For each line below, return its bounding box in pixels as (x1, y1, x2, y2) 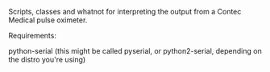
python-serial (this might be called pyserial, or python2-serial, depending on (8, 46, 262, 55)
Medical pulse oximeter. (8, 15, 88, 25)
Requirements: (8, 31, 56, 40)
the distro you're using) (8, 55, 86, 64)
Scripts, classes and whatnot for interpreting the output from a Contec (8, 7, 242, 16)
